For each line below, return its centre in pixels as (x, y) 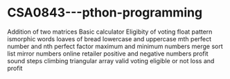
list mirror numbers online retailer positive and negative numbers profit (108, 54)
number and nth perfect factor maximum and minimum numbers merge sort (115, 46)
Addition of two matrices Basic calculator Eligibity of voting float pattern (110, 32)
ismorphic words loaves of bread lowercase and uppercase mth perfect (109, 38)
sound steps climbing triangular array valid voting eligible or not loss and (111, 60)
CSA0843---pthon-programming (105, 13)
